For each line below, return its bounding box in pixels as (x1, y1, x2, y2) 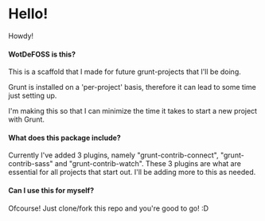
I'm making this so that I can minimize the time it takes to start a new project (8, 107, 257, 116)
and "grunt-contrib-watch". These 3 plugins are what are (54, 159, 241, 169)
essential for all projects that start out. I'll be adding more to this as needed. (8, 168, 256, 177)
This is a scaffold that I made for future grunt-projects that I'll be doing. (8, 67, 241, 76)
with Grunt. (8, 114, 45, 124)
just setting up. (8, 91, 57, 100)
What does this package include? (8, 133, 121, 142)
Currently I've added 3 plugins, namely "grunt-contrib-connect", (8, 150, 219, 160)
